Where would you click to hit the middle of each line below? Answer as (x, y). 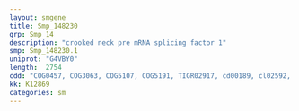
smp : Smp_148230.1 (44, 51)
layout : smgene (38, 17)
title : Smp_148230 (44, 26)
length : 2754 (36, 68)
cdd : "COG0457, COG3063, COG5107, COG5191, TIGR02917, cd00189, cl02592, (150, 76)
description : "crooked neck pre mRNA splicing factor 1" (118, 43)
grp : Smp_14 (31, 34)
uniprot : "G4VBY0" (44, 59)
